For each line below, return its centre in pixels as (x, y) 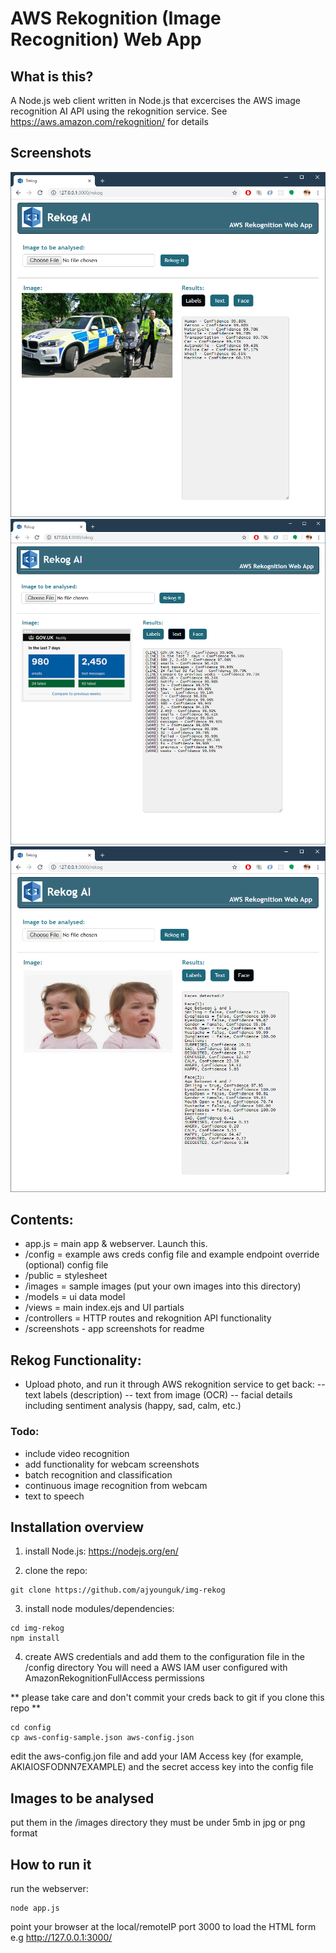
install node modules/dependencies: (99, 1609)
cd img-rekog (37, 1628)
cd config (31, 1728)
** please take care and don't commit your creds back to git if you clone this (167, 1698)
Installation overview (77, 1527)
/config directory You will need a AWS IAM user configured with (156, 1668)
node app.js (35, 1908)
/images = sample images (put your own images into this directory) (163, 1286)
